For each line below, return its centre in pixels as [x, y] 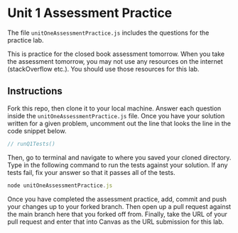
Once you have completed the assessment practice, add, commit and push [117, 199]
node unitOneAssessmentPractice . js [60, 186]
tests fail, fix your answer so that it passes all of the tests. [91, 172]
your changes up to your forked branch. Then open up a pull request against [119, 206]
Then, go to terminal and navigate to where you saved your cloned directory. [119, 157]
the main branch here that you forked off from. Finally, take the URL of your [117, 214]
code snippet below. [37, 131]
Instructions [35, 91]
